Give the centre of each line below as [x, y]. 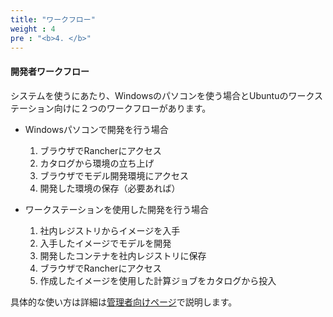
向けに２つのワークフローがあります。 [132, 108]
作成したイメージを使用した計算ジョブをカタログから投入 [158, 280]
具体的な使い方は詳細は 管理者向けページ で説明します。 [124, 302]
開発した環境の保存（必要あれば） [110, 188]
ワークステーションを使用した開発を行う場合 [117, 209]
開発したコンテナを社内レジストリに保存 [123, 255]
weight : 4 [33, 29]
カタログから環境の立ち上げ [97, 163]
